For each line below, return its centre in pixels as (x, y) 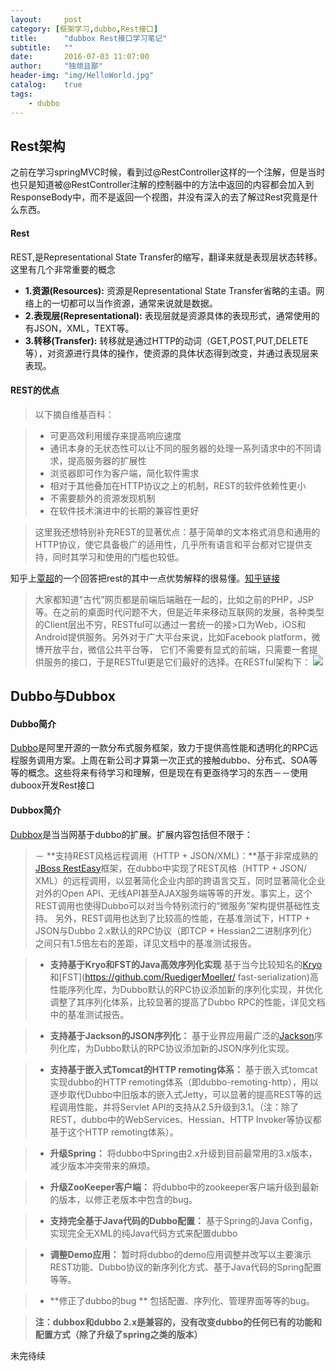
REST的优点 (35, 390)
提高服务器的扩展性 (107, 460)
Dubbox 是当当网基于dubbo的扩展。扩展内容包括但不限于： (131, 834)
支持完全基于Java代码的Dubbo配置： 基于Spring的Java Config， (183, 1220)
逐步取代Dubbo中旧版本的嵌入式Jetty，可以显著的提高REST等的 (181, 1094)
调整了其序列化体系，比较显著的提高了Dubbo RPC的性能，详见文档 (187, 1002)
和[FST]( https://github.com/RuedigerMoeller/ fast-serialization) (179, 977)
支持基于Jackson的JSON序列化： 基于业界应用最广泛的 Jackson (182, 1035)
